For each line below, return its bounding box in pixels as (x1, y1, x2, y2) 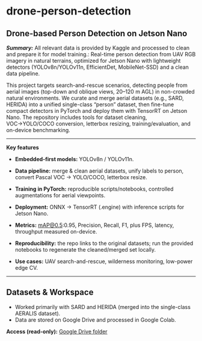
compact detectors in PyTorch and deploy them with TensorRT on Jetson (6, 107, 188, 114)
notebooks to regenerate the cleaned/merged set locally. (14, 246, 156, 253)
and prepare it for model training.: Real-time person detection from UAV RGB (6, 51, 196, 58)
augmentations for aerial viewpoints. (14, 192, 106, 199)
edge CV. (14, 264, 38, 271)
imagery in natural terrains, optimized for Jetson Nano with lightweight (6, 57, 181, 64)
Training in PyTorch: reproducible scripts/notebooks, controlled (14, 185, 174, 193)
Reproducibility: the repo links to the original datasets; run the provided (14, 240, 194, 247)
